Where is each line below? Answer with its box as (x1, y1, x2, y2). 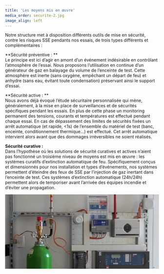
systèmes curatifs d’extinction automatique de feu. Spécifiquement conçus (5, 159, 156, 165)
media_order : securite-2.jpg (5, 13, 64, 18)
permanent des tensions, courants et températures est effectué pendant (5, 113, 150, 119)
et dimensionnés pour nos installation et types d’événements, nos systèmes (5, 164, 158, 170)
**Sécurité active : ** (5, 93, 49, 98)
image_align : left (5, 18, 42, 23)
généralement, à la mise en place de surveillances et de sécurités (5, 103, 137, 109)
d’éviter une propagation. (5, 185, 56, 191)
